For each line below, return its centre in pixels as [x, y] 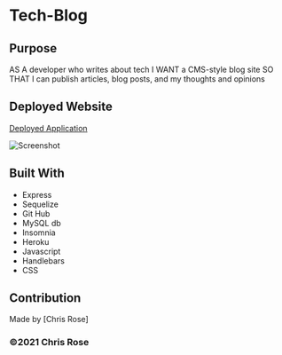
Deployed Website [61, 107]
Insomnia [39, 233]
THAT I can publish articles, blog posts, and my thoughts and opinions [137, 79]
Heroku [35, 241]
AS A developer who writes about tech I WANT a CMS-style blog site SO [141, 69]
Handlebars [43, 260]
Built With [37, 174]
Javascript [41, 251]
